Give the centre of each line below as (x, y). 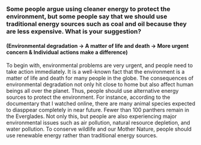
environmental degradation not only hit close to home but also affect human (100, 84)
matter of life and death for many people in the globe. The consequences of (100, 78)
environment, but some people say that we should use (87, 16)
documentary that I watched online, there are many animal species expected (101, 104)
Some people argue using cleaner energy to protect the (88, 9)
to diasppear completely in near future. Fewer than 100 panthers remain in (98, 110)
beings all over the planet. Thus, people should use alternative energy (92, 91)
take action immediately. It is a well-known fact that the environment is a (95, 72)
